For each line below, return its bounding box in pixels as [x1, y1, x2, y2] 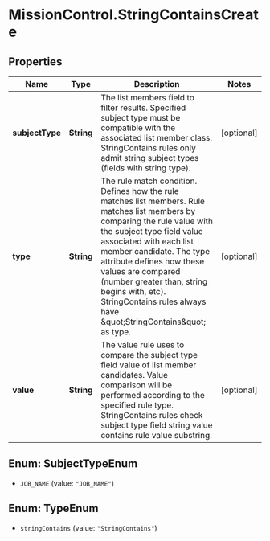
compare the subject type [100, 350, 198, 360]
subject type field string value [100, 420, 213, 431]
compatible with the [100, 122, 175, 133]
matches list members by [100, 206, 196, 216]
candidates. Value [100, 370, 169, 380]
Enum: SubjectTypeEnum [8, 457, 138, 471]
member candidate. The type [100, 246, 211, 256]
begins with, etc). [100, 286, 166, 297]
